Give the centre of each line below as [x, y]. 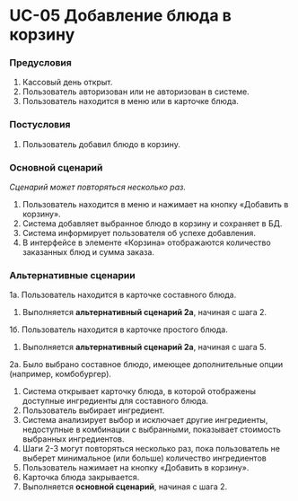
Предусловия [40, 63]
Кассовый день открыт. [67, 83]
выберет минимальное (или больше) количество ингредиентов [144, 458]
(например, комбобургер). [61, 374]
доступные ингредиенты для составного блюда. [115, 401]
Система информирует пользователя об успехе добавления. [139, 233]
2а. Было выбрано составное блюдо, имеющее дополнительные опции [146, 365]
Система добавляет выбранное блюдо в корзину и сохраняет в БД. [152, 224]
